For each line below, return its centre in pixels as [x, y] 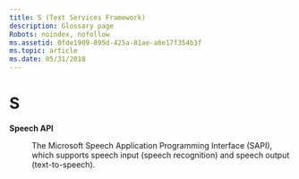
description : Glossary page [62, 26]
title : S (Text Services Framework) [77, 17]
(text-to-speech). [64, 164]
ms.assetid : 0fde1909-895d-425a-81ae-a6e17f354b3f [106, 43]
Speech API [31, 128]
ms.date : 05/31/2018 [48, 59]
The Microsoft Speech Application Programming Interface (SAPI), [152, 145]
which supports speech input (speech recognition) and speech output [161, 155]
